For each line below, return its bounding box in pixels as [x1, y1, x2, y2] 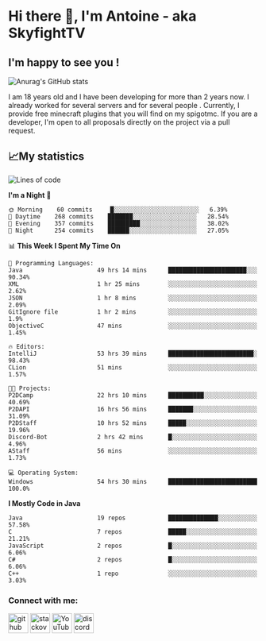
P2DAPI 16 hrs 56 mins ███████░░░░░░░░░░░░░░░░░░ [8, 405, 258, 413]
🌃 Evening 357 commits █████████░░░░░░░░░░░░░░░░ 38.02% [8, 219, 229, 227]
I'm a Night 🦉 [8, 190, 52, 199]
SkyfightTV [8, 24, 86, 42]
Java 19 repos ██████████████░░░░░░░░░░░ [8, 514, 258, 522]
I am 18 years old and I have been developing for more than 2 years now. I [8, 92, 250, 102]
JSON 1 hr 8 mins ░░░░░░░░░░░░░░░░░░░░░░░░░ [8, 294, 258, 302]
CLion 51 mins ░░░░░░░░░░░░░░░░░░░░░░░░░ [8, 363, 258, 372]
